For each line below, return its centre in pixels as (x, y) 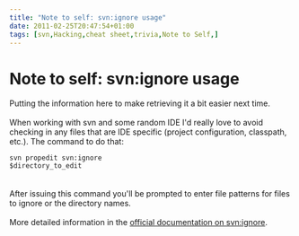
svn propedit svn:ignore (56, 158)
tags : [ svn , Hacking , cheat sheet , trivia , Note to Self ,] (114, 34)
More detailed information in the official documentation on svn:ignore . (138, 223)
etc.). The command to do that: (66, 142)
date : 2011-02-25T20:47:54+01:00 (72, 26)
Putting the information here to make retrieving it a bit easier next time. (140, 103)
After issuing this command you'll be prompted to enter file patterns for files (149, 194)
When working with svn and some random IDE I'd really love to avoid (136, 123)
